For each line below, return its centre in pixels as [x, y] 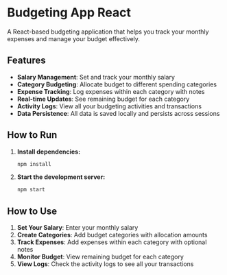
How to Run [32, 135]
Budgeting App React [69, 13]
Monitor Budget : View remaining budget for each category [100, 257]
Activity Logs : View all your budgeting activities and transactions [109, 106]
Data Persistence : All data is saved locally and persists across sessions [118, 113]
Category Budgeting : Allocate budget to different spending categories [117, 84]
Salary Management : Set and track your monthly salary [96, 77]
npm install [34, 164]
